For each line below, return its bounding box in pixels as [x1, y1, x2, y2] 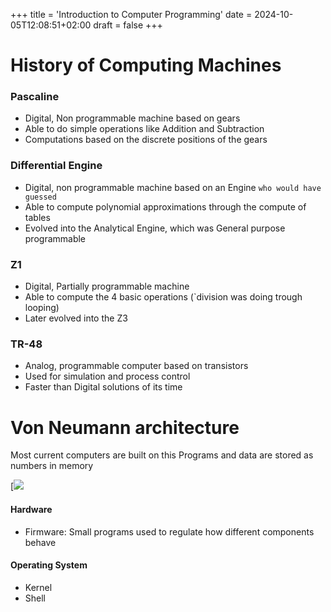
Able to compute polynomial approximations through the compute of [24, 200, 307, 213]
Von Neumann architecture [10, 416, 240, 439]
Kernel [24, 581, 53, 593]
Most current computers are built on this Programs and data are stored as [10, 449, 314, 461]
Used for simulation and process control [24, 370, 191, 383]
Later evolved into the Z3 [24, 312, 128, 324]
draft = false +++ [93, 19, 163, 31]
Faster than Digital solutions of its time [24, 381, 183, 393]
